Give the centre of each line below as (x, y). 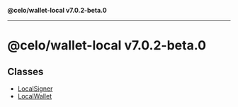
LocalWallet (34, 96)
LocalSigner (35, 89)
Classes (25, 71)
